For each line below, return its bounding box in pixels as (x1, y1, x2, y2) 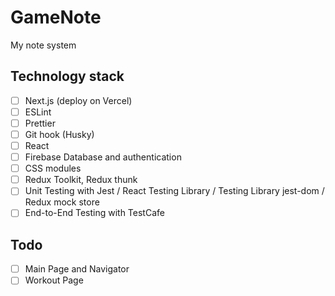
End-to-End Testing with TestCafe (24, 207, 165, 219)
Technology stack (10, 68, 125, 85)
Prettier (24, 117, 56, 129)
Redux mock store (24, 196, 100, 208)
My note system (10, 39, 77, 51)
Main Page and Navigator (24, 263, 130, 275)
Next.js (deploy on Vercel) (24, 94, 133, 106)
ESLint (24, 106, 52, 118)
